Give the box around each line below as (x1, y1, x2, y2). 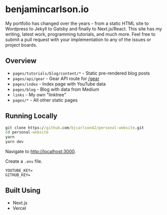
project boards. (5, 42, 38, 48)
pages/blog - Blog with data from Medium (12, 86, 99, 92)
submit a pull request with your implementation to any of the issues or (5, 37, 151, 43)
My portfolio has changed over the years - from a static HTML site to (5, 20, 149, 26)
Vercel (12, 205, 26, 211)
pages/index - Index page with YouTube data (12, 81, 106, 87)
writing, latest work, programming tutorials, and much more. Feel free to (5, 31, 156, 37)
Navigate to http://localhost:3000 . (5, 149, 76, 155)
